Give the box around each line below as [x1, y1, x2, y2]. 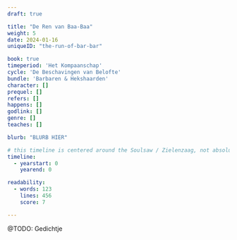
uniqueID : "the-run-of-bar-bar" [7, 43, 102, 50]
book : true [7, 56, 39, 63]
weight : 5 [7, 30, 37, 37]
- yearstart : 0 [13, 160, 59, 167]
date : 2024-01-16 [7, 36, 59, 43]
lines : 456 [20, 192, 52, 199]
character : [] [7, 82, 49, 89]
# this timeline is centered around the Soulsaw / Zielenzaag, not [7, 146, 210, 154]
